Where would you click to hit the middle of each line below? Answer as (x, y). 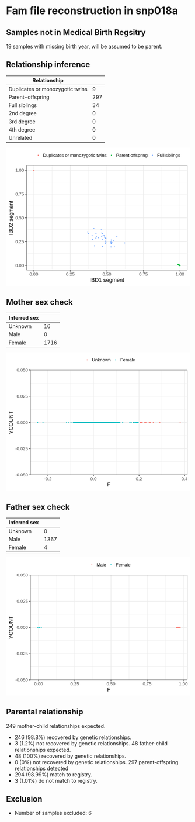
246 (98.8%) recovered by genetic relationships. (73, 737)
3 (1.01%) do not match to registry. (56, 780)
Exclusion (24, 799)
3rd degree (22, 122)
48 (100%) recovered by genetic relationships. (70, 756)
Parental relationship (45, 712)
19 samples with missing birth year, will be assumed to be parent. (84, 46)
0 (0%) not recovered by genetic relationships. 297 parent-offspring (96, 762)
